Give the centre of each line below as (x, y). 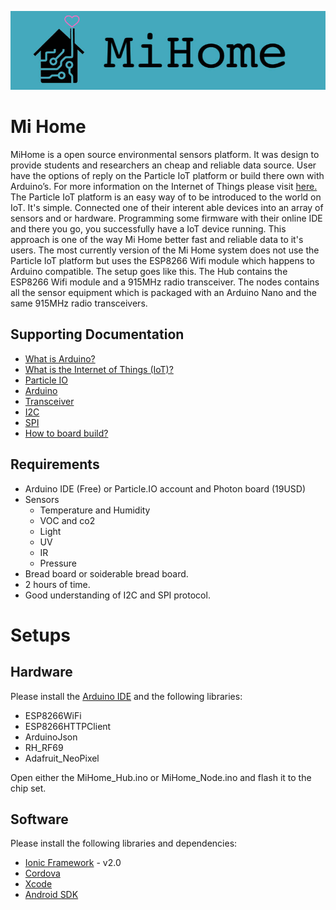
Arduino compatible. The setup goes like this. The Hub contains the (149, 271)
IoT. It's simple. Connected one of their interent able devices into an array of (167, 207)
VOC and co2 (67, 520)
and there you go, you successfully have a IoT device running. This (148, 228)
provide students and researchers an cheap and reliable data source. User (163, 165)
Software (39, 819)
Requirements (55, 464)
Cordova (42, 873)
